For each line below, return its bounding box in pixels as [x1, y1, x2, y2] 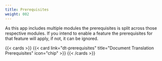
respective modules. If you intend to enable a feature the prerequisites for [5, 30, 153, 36]
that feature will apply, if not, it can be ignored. [5, 35, 99, 41]
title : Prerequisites [5, 7, 49, 12]
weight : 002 [5, 12, 29, 17]
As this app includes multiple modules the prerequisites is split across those [5, 25, 157, 31]
